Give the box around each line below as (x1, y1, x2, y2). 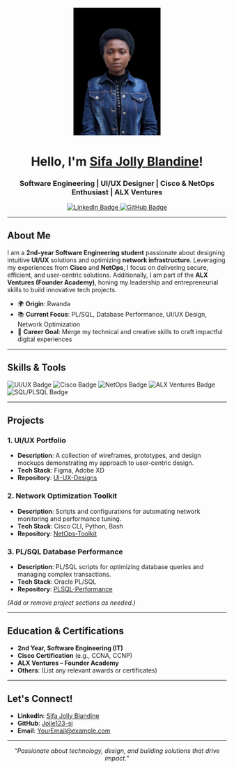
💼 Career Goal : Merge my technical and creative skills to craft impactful (17, 327, 223, 336)
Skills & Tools (7, 361, 66, 374)
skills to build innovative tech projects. (7, 285, 117, 294)
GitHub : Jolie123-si (17, 719, 73, 727)
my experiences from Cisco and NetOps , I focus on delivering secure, (7, 263, 209, 271)
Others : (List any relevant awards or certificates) (17, 666, 158, 675)
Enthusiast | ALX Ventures (71, 187, 163, 196)
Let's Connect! (7, 693, 73, 705)
